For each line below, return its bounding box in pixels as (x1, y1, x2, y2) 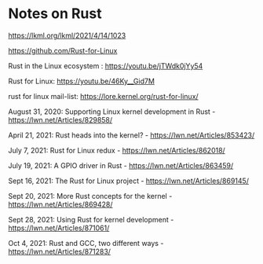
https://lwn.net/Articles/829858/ (8, 115, 113, 124)
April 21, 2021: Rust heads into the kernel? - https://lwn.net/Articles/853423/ (8, 130, 255, 140)
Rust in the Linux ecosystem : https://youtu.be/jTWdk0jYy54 (8, 60, 203, 71)
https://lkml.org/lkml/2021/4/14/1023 (8, 31, 126, 40)
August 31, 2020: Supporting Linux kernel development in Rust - (8, 107, 216, 116)
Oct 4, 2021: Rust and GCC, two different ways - (8, 238, 164, 247)
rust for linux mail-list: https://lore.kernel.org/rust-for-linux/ (8, 91, 199, 101)
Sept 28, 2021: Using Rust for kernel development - (8, 214, 174, 224)
